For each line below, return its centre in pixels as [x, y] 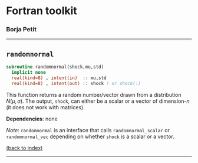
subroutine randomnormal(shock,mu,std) [55, 67]
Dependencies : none [32, 119]
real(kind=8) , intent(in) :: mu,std [59, 78]
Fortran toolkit [42, 11]
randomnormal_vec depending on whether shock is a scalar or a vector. [90, 136]
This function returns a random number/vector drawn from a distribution [94, 94]
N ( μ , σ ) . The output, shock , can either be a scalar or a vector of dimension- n [98, 101]
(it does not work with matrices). [46, 107]
